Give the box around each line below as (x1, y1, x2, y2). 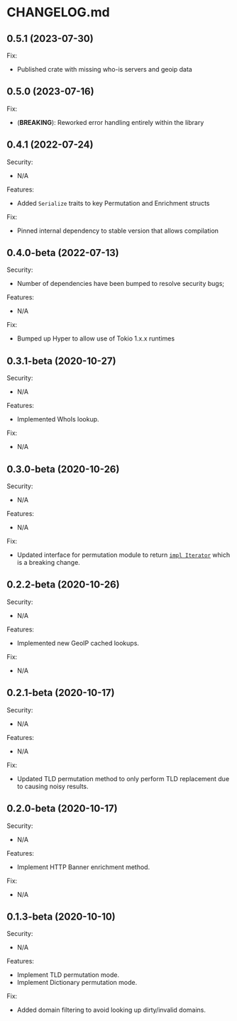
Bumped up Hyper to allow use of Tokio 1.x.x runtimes (16, 334, 175, 343)
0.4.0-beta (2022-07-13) (6, 247, 120, 259)
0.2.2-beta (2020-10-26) (6, 579, 120, 591)
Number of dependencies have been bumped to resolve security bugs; (16, 280, 225, 288)
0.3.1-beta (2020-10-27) (6, 355, 116, 367)
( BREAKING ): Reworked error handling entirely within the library (16, 118, 204, 126)
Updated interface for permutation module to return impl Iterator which (16, 551, 231, 559)
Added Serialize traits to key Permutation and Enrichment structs (16, 199, 210, 207)
